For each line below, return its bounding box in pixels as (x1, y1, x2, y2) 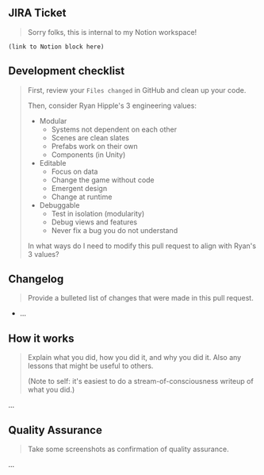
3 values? (27, 249, 59, 259)
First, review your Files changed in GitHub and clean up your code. (27, 85, 247, 94)
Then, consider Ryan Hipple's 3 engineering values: (27, 101, 197, 110)
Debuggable (39, 200, 80, 209)
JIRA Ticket (8, 6, 67, 20)
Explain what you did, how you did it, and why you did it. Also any (27, 353, 242, 362)
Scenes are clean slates (51, 132, 129, 142)
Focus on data (51, 167, 98, 176)
